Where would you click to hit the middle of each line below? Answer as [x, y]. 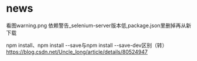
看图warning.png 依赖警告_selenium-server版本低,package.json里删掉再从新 [99, 25]
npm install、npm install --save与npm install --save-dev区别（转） [87, 45]
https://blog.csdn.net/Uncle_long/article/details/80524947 [77, 52]
